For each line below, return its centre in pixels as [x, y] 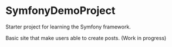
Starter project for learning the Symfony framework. [68, 27]
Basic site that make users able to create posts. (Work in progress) [86, 38]
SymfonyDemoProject [60, 11]
